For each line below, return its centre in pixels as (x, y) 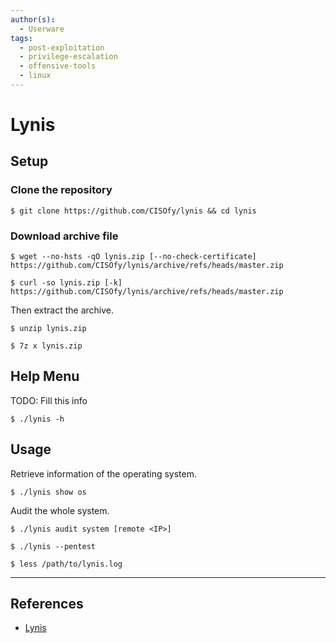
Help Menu (45, 376)
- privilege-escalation (68, 57)
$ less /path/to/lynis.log (66, 564)
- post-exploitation (62, 47)
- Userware (42, 29)
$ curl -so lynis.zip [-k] (66, 283)
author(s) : (33, 19)
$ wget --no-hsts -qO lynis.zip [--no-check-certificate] (133, 257)
